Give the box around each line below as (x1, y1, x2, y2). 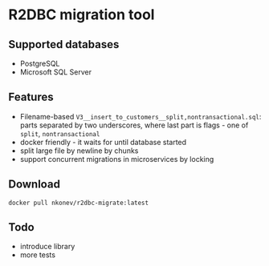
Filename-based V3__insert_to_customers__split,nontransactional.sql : (19, 111, 262, 121)
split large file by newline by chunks (19, 146, 139, 155)
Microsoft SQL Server (19, 67, 92, 77)
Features (8, 91, 54, 104)
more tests (19, 250, 56, 260)
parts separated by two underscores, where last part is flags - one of (19, 120, 249, 130)
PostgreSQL (19, 58, 60, 68)
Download (8, 178, 60, 191)
